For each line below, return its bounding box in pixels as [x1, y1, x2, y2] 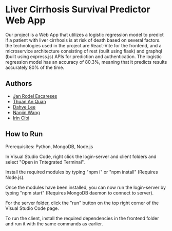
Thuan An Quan [12, 98, 46, 104]
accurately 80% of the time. [5, 64, 65, 70]
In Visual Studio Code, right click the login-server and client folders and [5, 153, 157, 159]
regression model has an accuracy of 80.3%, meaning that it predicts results [5, 59, 167, 65]
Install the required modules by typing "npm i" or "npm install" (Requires [5, 169, 158, 175]
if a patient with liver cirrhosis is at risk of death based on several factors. [5, 37, 161, 43]
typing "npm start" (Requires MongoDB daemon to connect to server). [5, 189, 154, 196]
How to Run [5, 130, 43, 138]
